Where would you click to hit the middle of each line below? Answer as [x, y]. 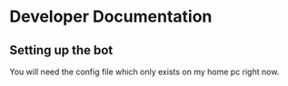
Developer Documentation [111, 17]
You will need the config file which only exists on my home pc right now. [144, 72]
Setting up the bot [61, 50]
